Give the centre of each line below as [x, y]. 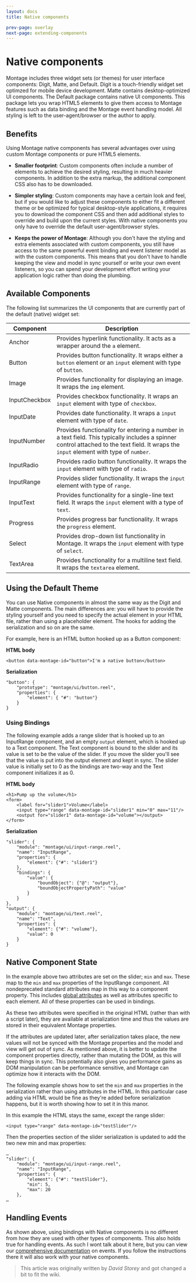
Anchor [19, 342]
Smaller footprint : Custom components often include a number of [94, 165]
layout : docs [22, 11]
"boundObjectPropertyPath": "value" [82, 888]
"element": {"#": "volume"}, [62, 929]
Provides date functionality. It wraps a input [116, 413]
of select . [70, 550]
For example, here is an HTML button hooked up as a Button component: [93, 638]
